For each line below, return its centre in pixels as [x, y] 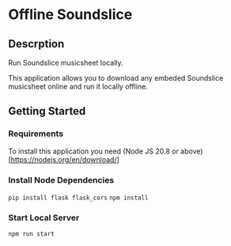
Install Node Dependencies [61, 180]
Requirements [36, 134]
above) [192, 151]
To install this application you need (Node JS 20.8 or [94, 151]
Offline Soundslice [70, 15]
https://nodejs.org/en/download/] [65, 159]
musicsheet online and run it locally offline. [78, 86]
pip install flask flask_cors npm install [78, 198]
